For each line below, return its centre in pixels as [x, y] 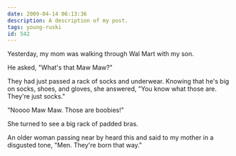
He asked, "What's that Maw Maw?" [60, 67]
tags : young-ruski [34, 27]
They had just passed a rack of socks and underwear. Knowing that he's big [118, 82]
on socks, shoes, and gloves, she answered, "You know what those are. [112, 89]
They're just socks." [36, 96]
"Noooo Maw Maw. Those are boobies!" [66, 110]
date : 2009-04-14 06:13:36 [47, 14]
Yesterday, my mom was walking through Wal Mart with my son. [101, 54]
